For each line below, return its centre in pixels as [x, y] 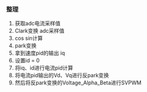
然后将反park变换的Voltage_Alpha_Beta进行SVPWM [78, 83]
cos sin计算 [29, 38]
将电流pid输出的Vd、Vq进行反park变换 [62, 75]
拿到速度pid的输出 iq [40, 53]
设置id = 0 [27, 61]
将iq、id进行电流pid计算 [44, 68]
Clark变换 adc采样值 [39, 31]
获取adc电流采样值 [38, 23]
